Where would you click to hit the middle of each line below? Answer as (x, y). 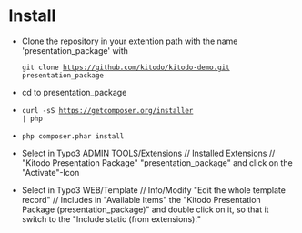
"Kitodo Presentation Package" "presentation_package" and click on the (157, 162)
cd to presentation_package (74, 92)
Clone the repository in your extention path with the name (130, 41)
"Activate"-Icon (50, 172)
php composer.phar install (73, 136)
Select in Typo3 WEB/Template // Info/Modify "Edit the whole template (153, 190)
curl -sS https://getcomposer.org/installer (107, 110)
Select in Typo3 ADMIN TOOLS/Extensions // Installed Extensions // (148, 153)
